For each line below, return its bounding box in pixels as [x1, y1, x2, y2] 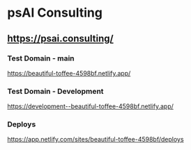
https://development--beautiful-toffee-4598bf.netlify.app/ [7, 102, 174, 110]
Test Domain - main [7, 53, 75, 63]
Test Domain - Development [7, 86, 104, 96]
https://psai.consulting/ [7, 33, 114, 44]
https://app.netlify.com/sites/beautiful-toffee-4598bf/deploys [7, 135, 184, 144]
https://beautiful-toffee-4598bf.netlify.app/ [7, 69, 131, 77]
